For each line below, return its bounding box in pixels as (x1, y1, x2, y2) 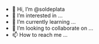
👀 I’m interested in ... (11, 12, 63, 19)
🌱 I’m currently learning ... (11, 18, 76, 25)
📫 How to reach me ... (11, 32, 68, 38)
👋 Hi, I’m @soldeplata (11, 6, 65, 12)
